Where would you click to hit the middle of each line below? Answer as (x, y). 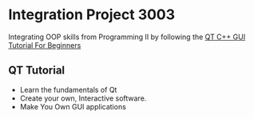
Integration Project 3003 (92, 15)
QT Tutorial (37, 71)
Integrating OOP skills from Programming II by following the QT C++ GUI (127, 37)
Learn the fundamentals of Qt (68, 89)
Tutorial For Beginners (45, 45)
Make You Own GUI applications (73, 106)
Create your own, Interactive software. (83, 98)
